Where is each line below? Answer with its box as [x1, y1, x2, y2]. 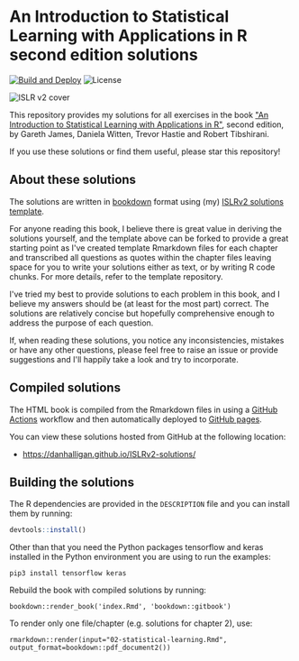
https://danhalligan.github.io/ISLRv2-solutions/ [22, 448, 196, 459]
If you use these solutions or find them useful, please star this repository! [9, 146, 281, 157]
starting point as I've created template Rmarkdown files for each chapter [9, 242, 278, 253]
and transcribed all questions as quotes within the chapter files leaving [9, 252, 272, 262]
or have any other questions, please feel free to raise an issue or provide [9, 344, 279, 355]
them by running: [9, 508, 73, 519]
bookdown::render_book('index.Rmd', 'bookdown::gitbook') [9, 602, 231, 611]
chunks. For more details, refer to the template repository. [9, 271, 223, 281]
